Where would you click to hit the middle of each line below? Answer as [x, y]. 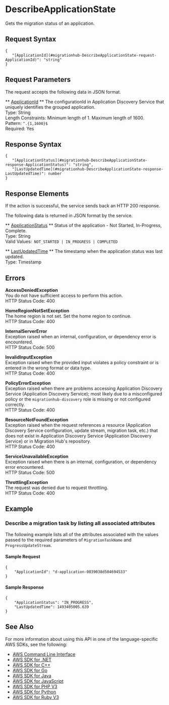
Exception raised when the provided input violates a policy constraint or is [82, 362]
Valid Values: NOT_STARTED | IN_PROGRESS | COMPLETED [62, 242]
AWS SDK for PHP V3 [35, 686]
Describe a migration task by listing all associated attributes [80, 523]
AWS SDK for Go [30, 670]
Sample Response [24, 587]
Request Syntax [31, 39]
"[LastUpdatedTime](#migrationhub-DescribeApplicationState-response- [88, 169]
